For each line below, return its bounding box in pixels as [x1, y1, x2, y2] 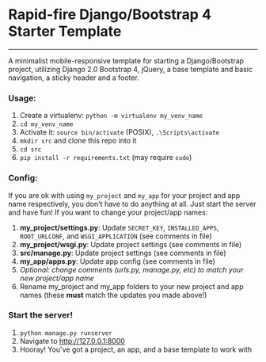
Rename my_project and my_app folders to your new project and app [19, 281, 244, 291]
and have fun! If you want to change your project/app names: [8, 208, 208, 217]
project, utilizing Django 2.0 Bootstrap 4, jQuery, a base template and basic [8, 64, 253, 74]
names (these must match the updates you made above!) [19, 290, 207, 299]
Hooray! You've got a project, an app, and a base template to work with [19, 345, 253, 354]
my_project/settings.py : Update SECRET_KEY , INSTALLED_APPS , [19, 223, 219, 232]
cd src [19, 146, 42, 154]
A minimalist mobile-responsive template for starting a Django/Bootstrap [8, 55, 244, 65]
